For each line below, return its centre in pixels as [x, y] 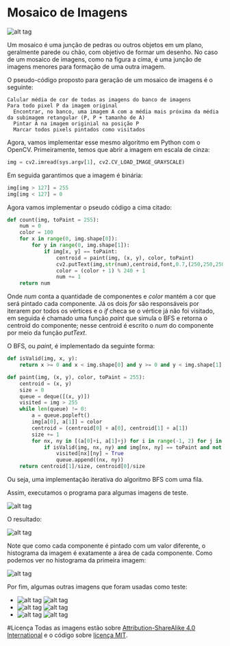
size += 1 [46, 435]
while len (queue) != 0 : [53, 409]
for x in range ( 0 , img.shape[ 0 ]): [68, 239]
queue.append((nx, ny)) [90, 460]
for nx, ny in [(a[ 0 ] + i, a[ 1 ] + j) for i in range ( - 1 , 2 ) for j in [127, 441]
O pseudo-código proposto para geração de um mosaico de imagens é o [110, 79]
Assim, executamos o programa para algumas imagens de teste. [98, 493]
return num [35, 283]
